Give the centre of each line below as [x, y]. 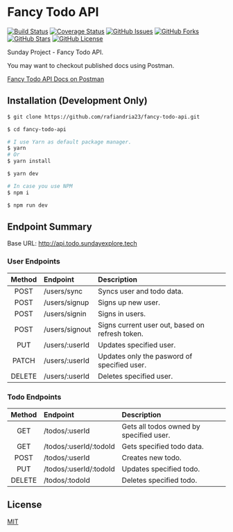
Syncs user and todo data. [141, 291]
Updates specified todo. [161, 469]
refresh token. [121, 334]
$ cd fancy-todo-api [37, 129]
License [25, 505]
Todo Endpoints [34, 397]
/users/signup [67, 302]
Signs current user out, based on [151, 325]
